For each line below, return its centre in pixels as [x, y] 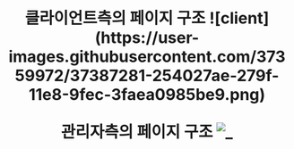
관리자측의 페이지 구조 [137, 132]
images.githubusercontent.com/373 [147, 57]
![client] [239, 18]
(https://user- [147, 38]
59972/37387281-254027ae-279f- [147, 76]
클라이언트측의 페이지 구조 [115, 18]
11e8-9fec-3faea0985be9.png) [147, 95]
